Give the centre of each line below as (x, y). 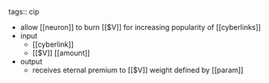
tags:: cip (24, 12)
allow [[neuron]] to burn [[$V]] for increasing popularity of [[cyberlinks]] (141, 27)
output (31, 61)
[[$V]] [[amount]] (61, 53)
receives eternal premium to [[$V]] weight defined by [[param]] (138, 70)
